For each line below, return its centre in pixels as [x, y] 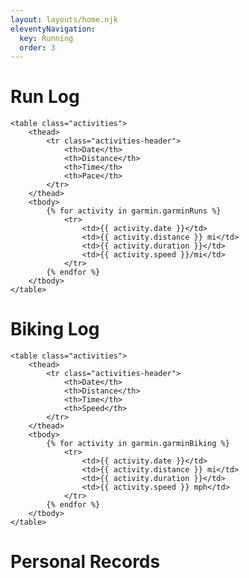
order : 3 [37, 47]
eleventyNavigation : [53, 29]
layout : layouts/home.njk [64, 19]
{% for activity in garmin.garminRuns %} [134, 211]
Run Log [45, 97]
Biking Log [55, 329]
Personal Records [85, 562]
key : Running [46, 38]
